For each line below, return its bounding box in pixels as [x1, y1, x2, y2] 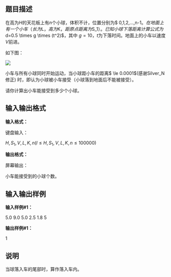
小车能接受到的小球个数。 [5, 173, 60, 180]
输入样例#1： [5, 204, 33, 210]
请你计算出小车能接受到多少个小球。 [5, 87, 82, 93]
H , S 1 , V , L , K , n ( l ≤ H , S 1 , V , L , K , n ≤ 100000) [5, 140, 97, 147]
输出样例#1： [5, 225, 33, 231]
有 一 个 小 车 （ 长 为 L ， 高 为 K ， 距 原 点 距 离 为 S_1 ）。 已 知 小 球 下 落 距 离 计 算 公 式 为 [5, 26, 163, 32]
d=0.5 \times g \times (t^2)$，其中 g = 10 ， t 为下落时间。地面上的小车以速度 [5, 32, 166, 38]
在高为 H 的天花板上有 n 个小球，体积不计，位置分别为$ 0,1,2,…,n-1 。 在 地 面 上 [5, 19, 164, 26]
